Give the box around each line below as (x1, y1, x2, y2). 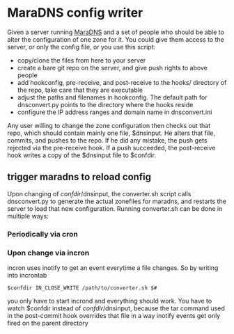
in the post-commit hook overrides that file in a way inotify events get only (7, 311, 221, 319)
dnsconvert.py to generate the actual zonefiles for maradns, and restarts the (7, 197, 226, 205)
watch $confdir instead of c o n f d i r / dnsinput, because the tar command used (7, 304, 225, 312)
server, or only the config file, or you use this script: (7, 42, 156, 51)
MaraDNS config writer (7, 5, 143, 21)
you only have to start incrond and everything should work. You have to (7, 296, 212, 305)
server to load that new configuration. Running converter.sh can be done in (7, 204, 223, 213)
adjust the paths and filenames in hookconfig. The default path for (17, 93, 208, 102)
